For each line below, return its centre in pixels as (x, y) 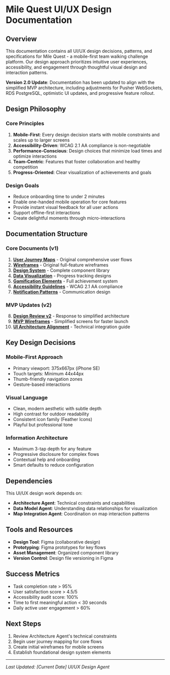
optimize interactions (35, 156)
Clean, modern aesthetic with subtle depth (57, 408)
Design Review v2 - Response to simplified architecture (71, 316)
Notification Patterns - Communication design (62, 292)
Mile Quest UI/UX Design (59, 9)
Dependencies (29, 481)
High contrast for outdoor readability (51, 414)
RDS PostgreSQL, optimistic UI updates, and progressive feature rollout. (80, 93)
